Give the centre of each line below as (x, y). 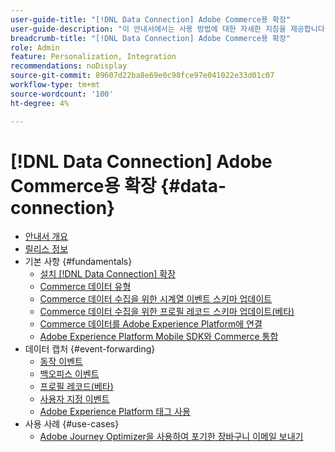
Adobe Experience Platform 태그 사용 (115, 412)
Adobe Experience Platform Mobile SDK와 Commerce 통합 (159, 337)
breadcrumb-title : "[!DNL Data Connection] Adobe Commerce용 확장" (151, 38)
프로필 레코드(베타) (76, 387)
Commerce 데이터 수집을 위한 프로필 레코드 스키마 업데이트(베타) (167, 312)
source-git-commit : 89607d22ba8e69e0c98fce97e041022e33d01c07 (142, 76)
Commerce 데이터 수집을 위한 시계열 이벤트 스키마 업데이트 (156, 299)
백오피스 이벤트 (69, 374)
